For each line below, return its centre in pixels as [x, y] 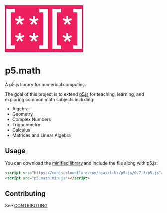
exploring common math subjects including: [50, 99]
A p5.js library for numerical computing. [46, 84]
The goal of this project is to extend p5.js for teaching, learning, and [75, 94]
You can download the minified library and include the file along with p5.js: [82, 163]
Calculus [21, 130]
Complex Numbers [32, 119]
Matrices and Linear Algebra [42, 135]
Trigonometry [26, 124]
